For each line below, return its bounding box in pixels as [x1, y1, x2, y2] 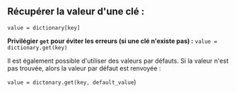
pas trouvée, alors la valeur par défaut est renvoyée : [7, 63, 161, 73]
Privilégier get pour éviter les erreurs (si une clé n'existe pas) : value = [7, 37, 218, 45]
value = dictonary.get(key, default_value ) [7, 77, 136, 86]
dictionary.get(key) [7, 44, 69, 51]
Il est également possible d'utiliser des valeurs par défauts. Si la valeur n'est [7, 56, 229, 65]
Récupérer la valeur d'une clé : [7, 6, 145, 18]
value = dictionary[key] [7, 24, 81, 31]
